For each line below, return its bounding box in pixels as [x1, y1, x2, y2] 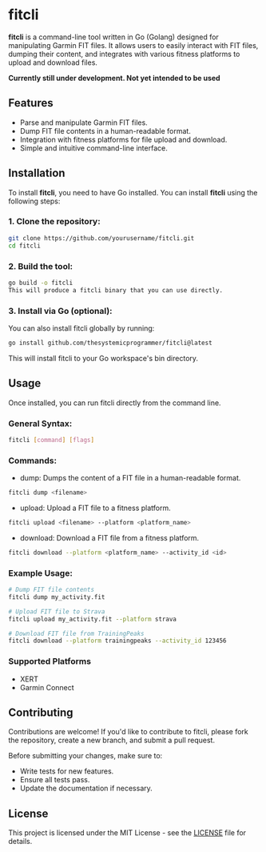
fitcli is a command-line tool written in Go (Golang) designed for [8, 32, 220, 42]
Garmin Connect [19, 682, 74, 692]
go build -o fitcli [8, 279, 73, 287]
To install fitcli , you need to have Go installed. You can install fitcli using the [8, 187, 258, 197]
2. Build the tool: [8, 260, 73, 271]
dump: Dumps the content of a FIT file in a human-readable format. [19, 473, 241, 483]
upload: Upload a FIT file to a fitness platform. [19, 503, 172, 512]
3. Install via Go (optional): [8, 305, 113, 316]
